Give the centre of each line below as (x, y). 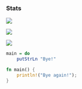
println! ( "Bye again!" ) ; (47, 75)
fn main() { (20, 70)
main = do (18, 54)
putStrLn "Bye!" (37, 59)
